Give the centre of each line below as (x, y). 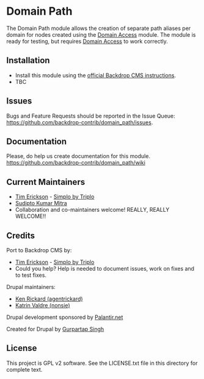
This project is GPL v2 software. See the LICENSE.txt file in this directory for (102, 363)
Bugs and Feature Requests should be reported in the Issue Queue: (91, 116)
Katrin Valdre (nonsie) (42, 305)
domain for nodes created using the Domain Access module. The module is (101, 34)
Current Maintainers (46, 182)
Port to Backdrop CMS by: (39, 250)
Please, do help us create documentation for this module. (78, 156)
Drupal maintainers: (31, 287)
